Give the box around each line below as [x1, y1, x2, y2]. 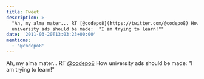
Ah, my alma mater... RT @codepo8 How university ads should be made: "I [6, 59, 193, 67]
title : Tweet [6, 9, 39, 15]
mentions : [6, 37, 32, 43]
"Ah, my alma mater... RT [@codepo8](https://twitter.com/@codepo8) [12, 20, 189, 26]
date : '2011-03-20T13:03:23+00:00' [6, 32, 97, 38]
